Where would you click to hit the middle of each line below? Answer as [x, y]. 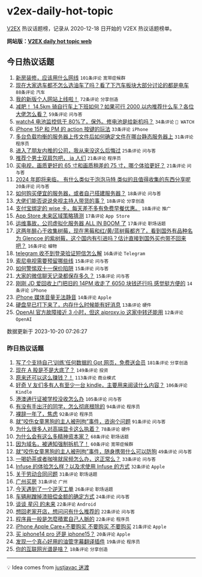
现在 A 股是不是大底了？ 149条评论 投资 [62, 370]
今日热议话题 [31, 62]
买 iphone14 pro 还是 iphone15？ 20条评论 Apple [73, 534]
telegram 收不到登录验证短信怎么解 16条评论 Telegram [80, 253]
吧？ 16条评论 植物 [36, 246]
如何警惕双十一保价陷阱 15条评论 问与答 [62, 268]
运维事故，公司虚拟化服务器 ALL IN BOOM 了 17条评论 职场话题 [91, 223]
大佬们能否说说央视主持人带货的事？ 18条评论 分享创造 [80, 201]
